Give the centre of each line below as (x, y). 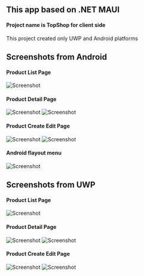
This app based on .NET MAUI (63, 10)
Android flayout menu (34, 153)
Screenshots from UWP (51, 185)
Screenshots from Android (57, 57)
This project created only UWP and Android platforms (72, 38)
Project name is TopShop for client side (56, 25)
